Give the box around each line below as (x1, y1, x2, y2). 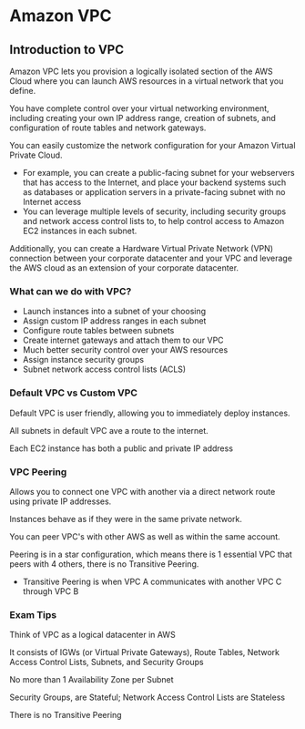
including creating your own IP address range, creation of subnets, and (9, 113, 276, 123)
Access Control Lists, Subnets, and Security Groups (9, 657, 204, 668)
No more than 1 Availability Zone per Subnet (9, 674, 175, 685)
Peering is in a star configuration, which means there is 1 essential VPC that (9, 549, 293, 560)
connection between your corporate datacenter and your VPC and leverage (9, 252, 293, 263)
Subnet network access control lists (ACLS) (22, 364, 187, 375)
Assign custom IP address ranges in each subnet (22, 315, 207, 326)
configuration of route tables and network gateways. (9, 122, 207, 133)
